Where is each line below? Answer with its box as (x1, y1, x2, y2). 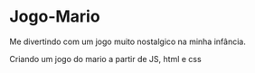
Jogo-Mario (9, 6, 101, 27)
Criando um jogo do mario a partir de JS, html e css (9, 53, 202, 64)
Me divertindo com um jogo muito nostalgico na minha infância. (9, 36, 246, 47)
